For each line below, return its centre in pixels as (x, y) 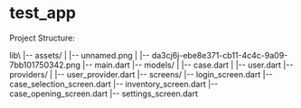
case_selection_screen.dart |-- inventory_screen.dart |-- (114, 84)
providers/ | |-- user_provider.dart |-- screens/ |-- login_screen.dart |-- (141, 74)
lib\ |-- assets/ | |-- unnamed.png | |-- (80, 55)
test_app (43, 13)
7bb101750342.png (45, 65)
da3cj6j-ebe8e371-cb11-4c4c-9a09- (220, 55)
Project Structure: (42, 38)
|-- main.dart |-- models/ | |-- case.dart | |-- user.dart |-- (188, 65)
